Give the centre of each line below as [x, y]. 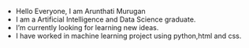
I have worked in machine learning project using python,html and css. [128, 36]
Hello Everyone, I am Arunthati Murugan [80, 11]
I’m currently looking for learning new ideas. [87, 27]
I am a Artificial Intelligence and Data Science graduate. [106, 19]
